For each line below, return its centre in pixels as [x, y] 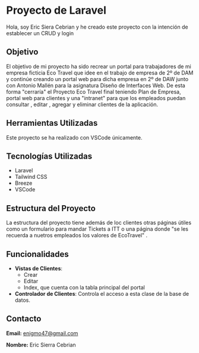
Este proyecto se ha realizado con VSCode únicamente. [74, 137]
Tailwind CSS [31, 177]
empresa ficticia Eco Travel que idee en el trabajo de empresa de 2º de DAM [100, 73]
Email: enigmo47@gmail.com [42, 333]
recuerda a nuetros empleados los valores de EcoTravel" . [77, 236]
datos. [23, 300]
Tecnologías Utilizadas [49, 156]
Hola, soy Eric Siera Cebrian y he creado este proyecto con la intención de [97, 27]
